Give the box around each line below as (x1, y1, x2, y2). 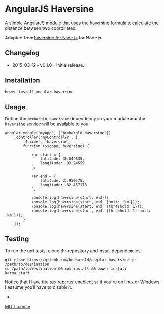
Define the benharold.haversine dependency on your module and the (5, 116, 146, 122)
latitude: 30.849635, (40, 157, 85, 161)
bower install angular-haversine (5, 89, 74, 94)
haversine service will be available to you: (5, 121, 90, 127)
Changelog (5, 49, 40, 57)
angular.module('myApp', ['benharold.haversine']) (5, 131, 111, 136)
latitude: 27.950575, (40, 178, 85, 183)
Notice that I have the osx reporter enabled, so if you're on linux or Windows (5, 279, 160, 285)
